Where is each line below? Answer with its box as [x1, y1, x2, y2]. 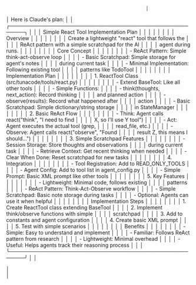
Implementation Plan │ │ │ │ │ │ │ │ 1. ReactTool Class [6, 73, 138, 79]
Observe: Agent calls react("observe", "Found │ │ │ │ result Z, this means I [6, 129, 188, 136]
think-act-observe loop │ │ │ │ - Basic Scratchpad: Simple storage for [6, 54, 176, 60]
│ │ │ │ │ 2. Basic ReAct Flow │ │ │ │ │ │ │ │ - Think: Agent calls [6, 110, 164, 117]
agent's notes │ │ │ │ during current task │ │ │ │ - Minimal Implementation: [6, 60, 190, 67]
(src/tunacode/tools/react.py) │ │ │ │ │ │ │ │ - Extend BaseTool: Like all [6, 78, 181, 86]
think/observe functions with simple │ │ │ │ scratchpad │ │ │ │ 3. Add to [6, 210, 183, 217]
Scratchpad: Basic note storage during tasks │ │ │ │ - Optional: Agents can [6, 192, 189, 198]
